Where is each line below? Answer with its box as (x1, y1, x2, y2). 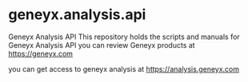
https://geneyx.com (8, 49, 74, 58)
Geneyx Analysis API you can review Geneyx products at (8, 40, 195, 49)
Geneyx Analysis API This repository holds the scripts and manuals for (8, 32, 240, 41)
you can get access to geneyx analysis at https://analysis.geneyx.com (8, 64, 240, 73)
